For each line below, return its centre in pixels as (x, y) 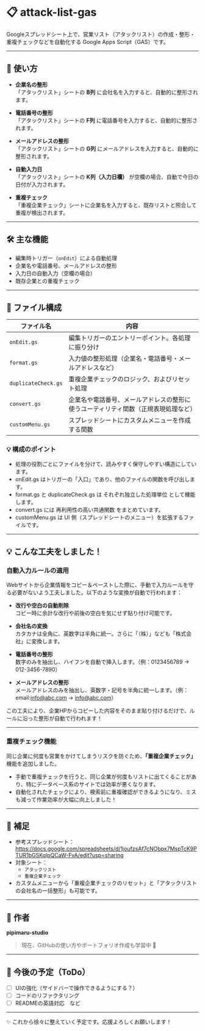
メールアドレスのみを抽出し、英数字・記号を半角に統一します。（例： (102, 690)
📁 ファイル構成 (34, 307)
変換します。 (47, 641)
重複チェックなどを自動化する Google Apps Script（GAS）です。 (88, 41)
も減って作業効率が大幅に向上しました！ (66, 799)
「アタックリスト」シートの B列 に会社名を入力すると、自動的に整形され (106, 92)
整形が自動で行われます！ (70, 719)
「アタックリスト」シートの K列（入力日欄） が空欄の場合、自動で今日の (107, 177)
